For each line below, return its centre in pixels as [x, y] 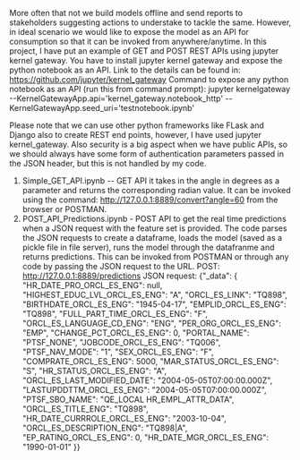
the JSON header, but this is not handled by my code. [108, 163]
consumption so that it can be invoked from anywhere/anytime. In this [138, 41]
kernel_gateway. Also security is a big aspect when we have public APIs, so [149, 144]
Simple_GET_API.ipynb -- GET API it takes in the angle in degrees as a [151, 181]
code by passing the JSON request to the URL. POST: [121, 266]
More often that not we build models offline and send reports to [126, 13]
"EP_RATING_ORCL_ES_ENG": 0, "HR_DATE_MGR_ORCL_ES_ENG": [146, 437]
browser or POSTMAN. [64, 209]
